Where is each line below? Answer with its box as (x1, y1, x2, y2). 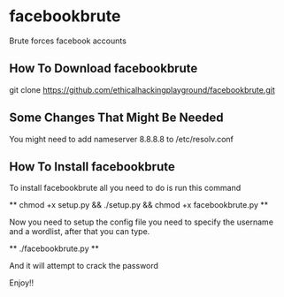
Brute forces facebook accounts (9, 35, 127, 46)
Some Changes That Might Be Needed (9, 110, 224, 126)
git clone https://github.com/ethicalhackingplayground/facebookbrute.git (9, 84, 276, 95)
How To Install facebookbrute (9, 159, 175, 174)
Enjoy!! (9, 278, 35, 288)
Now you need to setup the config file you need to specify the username (9, 217, 274, 227)
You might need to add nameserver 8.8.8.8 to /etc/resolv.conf (9, 133, 234, 144)
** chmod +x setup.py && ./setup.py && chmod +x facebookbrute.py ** (9, 200, 269, 210)
